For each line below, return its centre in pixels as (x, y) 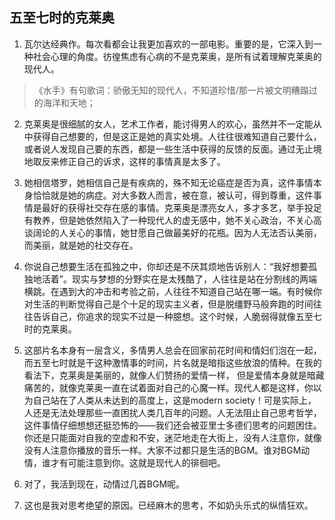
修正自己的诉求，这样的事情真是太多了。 (142, 161)
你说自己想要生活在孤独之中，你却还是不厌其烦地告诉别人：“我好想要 (166, 266)
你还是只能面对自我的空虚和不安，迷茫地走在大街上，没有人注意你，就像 (172, 437)
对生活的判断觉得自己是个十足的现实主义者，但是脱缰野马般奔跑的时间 (168, 304)
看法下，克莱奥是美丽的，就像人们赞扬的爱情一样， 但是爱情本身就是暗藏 (174, 375)
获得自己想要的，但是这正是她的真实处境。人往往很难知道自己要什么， (177, 136)
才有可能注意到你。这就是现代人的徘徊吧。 (138, 462)
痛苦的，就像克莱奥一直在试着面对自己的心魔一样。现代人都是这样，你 (168, 387)
